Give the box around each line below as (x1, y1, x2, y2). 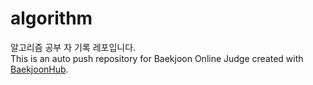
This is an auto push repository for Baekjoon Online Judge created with (10, 52, 304, 64)
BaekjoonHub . (10, 63, 69, 75)
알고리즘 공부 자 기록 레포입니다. (10, 41, 137, 53)
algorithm (10, 7, 93, 30)
